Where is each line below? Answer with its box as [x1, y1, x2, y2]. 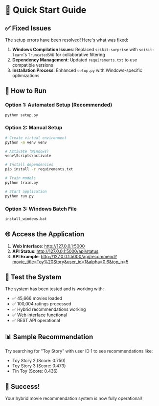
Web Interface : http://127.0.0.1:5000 [12, 243, 85, 249]
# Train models [5, 176, 36, 181]
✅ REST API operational [12, 318, 60, 324]
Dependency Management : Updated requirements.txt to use [12, 57, 137, 63]
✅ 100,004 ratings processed [12, 301, 71, 307]
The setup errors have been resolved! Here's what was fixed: [5, 37, 129, 43]
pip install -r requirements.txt [5, 167, 73, 172]
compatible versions [12, 62, 53, 68]
